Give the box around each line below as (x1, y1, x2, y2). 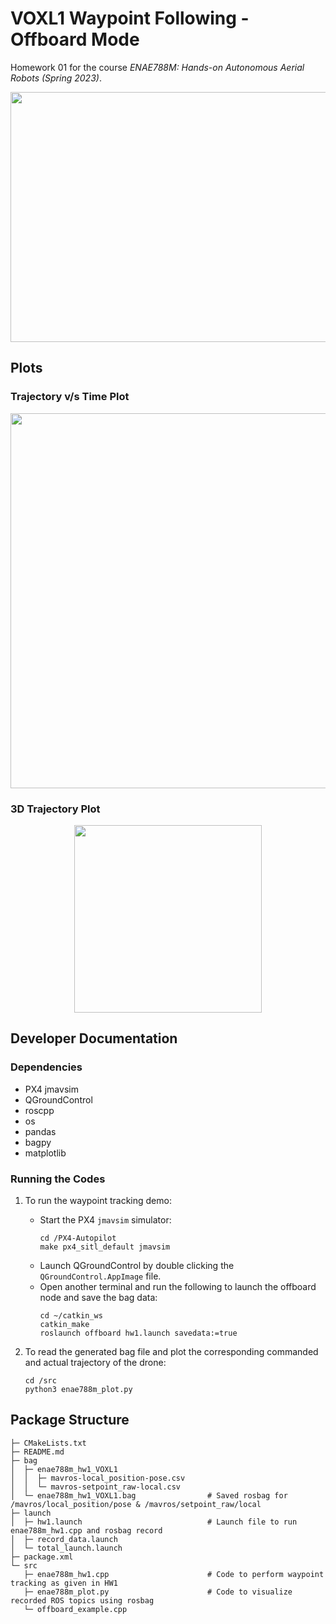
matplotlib (24, 1147, 67, 1159)
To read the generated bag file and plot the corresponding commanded (24, 1345, 319, 1357)
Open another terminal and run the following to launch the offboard (39, 1280, 317, 1292)
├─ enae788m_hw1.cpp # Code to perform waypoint (23, 1569, 325, 1579)
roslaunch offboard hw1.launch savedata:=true (39, 1328, 238, 1338)
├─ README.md (10, 1447, 65, 1457)
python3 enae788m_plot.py (24, 1384, 133, 1394)
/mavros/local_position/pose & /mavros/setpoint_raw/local (10, 1499, 262, 1509)
